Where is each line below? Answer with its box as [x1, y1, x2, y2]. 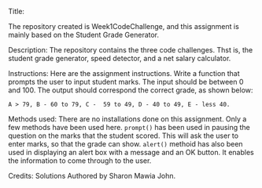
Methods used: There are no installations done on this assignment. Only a [8, 114, 247, 124]
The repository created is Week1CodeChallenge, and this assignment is [8, 22, 240, 31]
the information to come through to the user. [8, 156, 152, 165]
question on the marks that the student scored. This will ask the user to [8, 131, 238, 140]
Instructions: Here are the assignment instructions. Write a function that [8, 69, 240, 78]
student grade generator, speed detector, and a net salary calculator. [8, 54, 231, 63]
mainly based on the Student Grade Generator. [8, 31, 160, 39]
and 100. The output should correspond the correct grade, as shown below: [8, 85, 253, 95]
